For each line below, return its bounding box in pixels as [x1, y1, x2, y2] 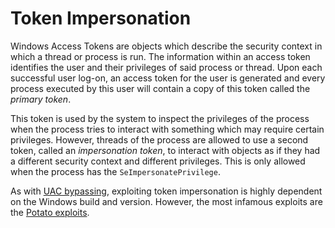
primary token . [10, 93, 72, 105]
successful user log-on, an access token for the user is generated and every [10, 72, 326, 84]
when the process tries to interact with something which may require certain [10, 123, 325, 135]
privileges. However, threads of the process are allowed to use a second [10, 133, 309, 146]
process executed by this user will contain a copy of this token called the [10, 82, 311, 94]
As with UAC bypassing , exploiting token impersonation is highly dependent [10, 185, 323, 197]
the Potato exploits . [10, 206, 90, 218]
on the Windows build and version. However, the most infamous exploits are [10, 195, 323, 207]
